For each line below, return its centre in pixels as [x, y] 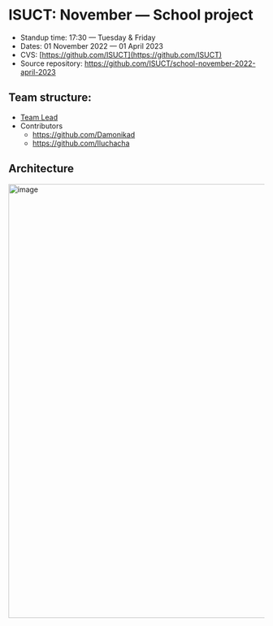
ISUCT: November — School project [131, 15]
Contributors [41, 126]
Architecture [41, 169]
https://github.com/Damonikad [84, 134]
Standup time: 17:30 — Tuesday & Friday [88, 37]
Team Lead [39, 117]
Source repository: [51, 63]
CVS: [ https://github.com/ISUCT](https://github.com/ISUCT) [121, 54]
